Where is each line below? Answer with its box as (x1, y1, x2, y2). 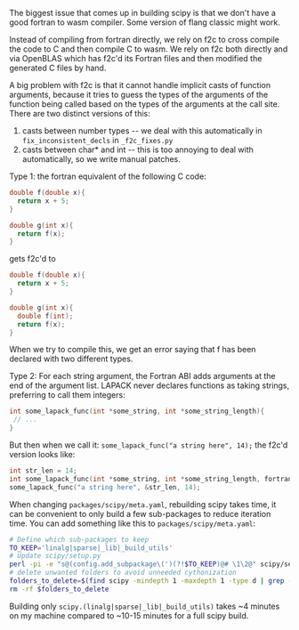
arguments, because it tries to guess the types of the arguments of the (9, 89, 269, 100)
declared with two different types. (9, 353, 133, 364)
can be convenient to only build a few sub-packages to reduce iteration (9, 508, 271, 519)
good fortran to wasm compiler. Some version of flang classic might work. (9, 17, 280, 28)
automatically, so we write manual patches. (21, 154, 181, 164)
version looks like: (9, 449, 76, 459)
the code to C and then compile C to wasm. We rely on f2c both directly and (9, 44, 288, 54)
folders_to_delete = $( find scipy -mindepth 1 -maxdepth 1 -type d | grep (9, 577, 285, 586)
